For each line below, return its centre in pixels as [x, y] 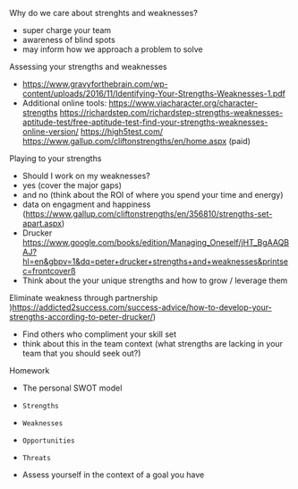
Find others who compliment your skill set [99, 334]
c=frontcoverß [49, 271]
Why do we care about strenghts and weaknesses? [104, 13]
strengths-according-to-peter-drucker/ [81, 317]
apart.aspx [42, 223]
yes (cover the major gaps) [72, 185]
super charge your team [67, 30]
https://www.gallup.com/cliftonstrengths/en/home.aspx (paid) [136, 141]
